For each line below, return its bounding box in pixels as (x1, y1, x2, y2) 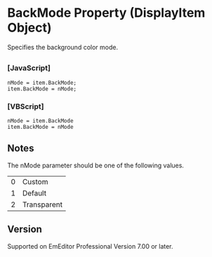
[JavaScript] (7, 63, 51, 73)
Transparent (22, 200, 63, 209)
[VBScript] (7, 102, 44, 111)
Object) (7, 20, 52, 36)
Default (22, 188, 47, 197)
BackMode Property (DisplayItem (7, 5, 206, 21)
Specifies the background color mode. (7, 43, 118, 51)
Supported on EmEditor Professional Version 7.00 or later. (7, 242, 173, 250)
